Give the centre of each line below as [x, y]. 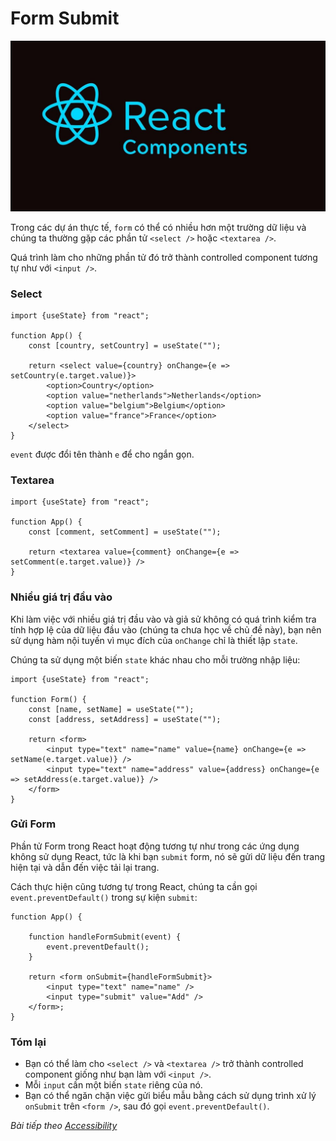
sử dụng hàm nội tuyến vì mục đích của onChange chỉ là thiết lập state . [154, 640]
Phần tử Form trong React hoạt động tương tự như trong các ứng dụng [155, 846]
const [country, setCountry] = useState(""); [125, 345]
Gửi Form [33, 824]
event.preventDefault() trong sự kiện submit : [104, 897]
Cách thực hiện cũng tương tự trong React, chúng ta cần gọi [134, 886]
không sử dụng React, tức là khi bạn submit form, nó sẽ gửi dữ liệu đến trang [168, 856]
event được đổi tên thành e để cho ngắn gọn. [102, 454]
